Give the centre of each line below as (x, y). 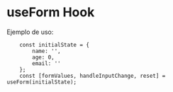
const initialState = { (55, 45)
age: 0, (43, 57)
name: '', (46, 51)
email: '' (46, 63)
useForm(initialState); (42, 82)
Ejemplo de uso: (30, 32)
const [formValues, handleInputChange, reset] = (93, 76)
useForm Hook (51, 12)
